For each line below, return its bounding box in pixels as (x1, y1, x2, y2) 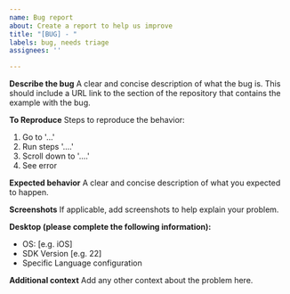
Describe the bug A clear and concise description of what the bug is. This (9, 78, 281, 89)
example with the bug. (9, 97, 91, 108)
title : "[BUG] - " (9, 29, 77, 38)
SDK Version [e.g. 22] (21, 249, 102, 259)
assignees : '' (9, 46, 62, 55)
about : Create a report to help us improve (9, 21, 173, 30)
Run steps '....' (21, 142, 74, 152)
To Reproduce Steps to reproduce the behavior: (9, 115, 185, 126)
